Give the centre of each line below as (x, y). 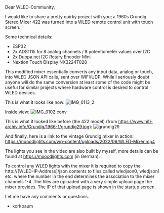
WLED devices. (20, 93)
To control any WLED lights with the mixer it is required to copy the (73, 166)
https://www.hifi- (136, 121)
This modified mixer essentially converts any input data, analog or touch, (79, 72)
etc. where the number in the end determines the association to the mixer (80, 176)
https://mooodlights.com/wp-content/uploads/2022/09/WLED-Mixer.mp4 (80, 141)
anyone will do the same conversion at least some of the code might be (78, 82)
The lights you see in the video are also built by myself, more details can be (82, 151)
